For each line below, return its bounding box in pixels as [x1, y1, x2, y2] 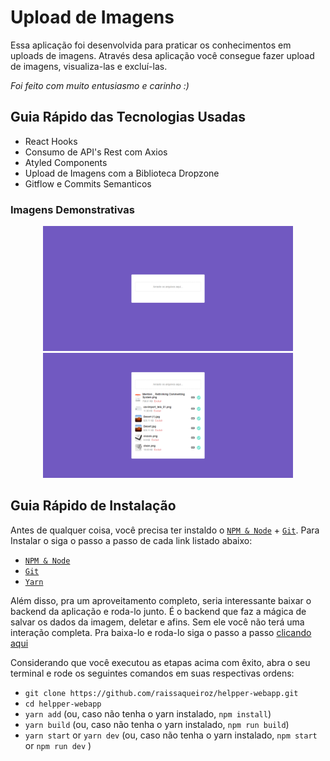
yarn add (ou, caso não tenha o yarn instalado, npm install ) [24, 707, 272, 720]
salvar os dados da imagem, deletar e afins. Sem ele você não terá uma [10, 616, 305, 628]
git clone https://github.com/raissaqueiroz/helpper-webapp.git [24, 688, 299, 698]
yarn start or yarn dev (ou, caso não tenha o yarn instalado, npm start [24, 729, 318, 741]
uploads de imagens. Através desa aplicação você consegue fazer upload [10, 49, 315, 61]
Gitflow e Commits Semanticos [24, 177, 152, 190]
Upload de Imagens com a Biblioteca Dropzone [24, 167, 220, 179]
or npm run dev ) [24, 739, 92, 751]
